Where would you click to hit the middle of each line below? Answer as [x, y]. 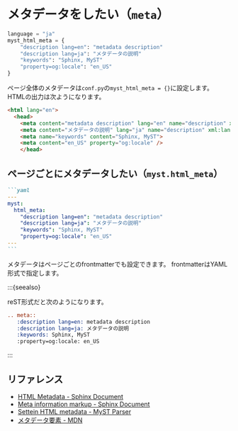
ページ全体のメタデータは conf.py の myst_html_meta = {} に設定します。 [110, 88]
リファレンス [35, 379]
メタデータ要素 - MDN [50, 420]
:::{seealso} [24, 287]
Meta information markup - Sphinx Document [84, 404]
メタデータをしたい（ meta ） [89, 15]
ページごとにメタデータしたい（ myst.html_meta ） [115, 173]
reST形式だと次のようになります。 [57, 301]
